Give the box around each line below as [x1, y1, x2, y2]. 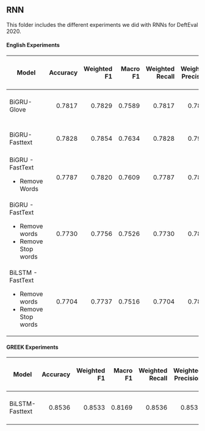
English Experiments [6, 41, 60, 49]
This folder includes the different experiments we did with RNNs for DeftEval [6, 21, 198, 28]
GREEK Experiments [6, 343, 59, 351]
